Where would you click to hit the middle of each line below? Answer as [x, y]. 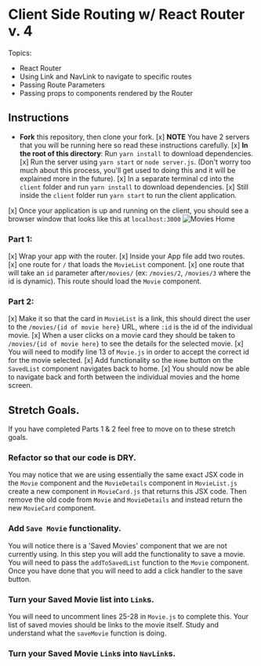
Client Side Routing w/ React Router [127, 15]
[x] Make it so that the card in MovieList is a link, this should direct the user [129, 319]
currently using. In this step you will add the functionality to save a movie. [127, 554]
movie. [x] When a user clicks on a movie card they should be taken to [121, 335]
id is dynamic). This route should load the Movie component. [105, 281]
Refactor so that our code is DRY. [72, 458]
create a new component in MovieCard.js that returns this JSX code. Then [127, 492]
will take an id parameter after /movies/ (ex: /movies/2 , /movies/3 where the [129, 273]
